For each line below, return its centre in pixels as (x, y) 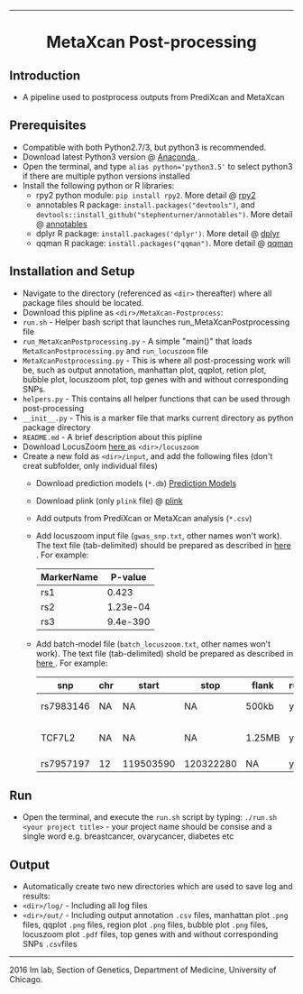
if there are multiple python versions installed (106, 176)
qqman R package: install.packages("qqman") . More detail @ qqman (164, 243)
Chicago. (26, 980)
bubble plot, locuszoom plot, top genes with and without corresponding (155, 379)
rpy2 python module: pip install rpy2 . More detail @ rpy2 (146, 195)
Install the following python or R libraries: (98, 185)
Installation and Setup (72, 272)
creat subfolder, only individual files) (90, 465)
